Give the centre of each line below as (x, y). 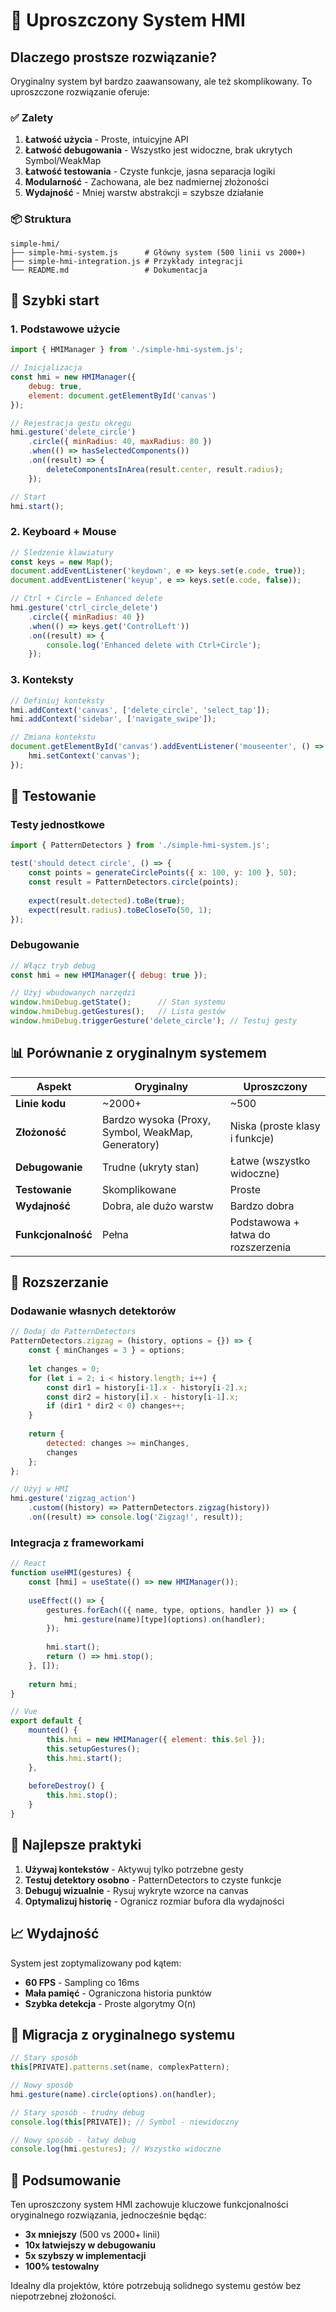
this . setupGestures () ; (93, 1749)
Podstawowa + (264, 1222)
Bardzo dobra (262, 1206)
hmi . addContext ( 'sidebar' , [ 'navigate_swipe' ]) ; (113, 719)
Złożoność (41, 1132)
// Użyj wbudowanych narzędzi (73, 993)
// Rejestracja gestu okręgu (71, 423)
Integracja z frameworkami (77, 1542)
